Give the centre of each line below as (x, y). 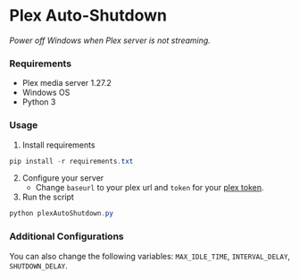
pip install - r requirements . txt (71, 161)
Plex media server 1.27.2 (66, 83)
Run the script (48, 197)
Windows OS (46, 93)
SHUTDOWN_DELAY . (39, 266)
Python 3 (39, 102)
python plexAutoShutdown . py (62, 214)
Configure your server (63, 178)
